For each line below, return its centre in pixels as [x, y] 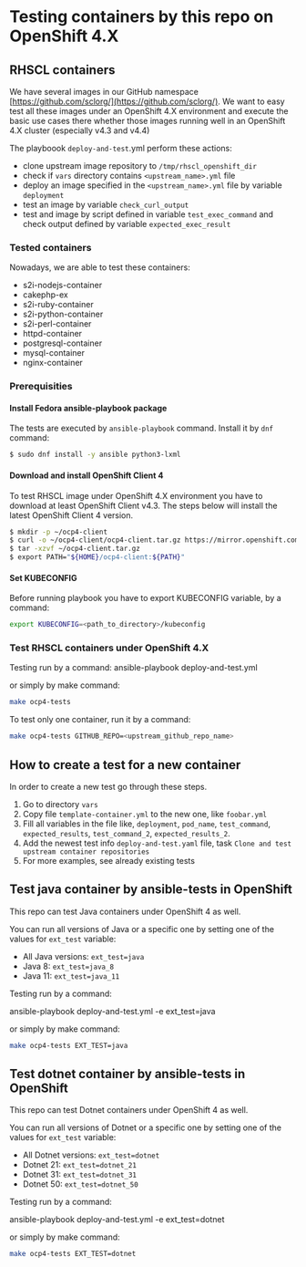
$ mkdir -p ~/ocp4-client [58, 532]
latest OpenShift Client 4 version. [71, 515]
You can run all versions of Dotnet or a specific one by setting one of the [146, 1127]
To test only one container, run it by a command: [100, 720]
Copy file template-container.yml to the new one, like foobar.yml [144, 814]
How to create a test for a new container [125, 765]
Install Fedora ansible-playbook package [88, 408]
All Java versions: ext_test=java [83, 956]
